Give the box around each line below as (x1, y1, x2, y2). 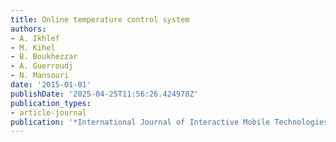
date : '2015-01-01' (10, 80, 92, 90)
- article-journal (10, 107, 87, 118)
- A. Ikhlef (10, 33, 60, 43)
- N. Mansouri (10, 71, 70, 81)
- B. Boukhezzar (10, 52, 78, 62)
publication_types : (10, 98, 92, 108)
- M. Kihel (10, 42, 56, 53)
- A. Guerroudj (10, 61, 74, 71)
